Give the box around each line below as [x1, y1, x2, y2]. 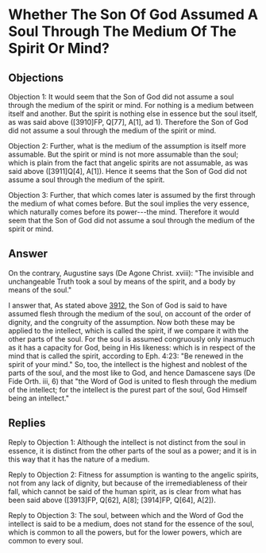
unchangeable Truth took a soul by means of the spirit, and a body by [8, 276, 236, 286]
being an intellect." [8, 393, 70, 403]
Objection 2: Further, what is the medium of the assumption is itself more [8, 141, 246, 150]
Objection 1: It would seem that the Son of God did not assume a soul [8, 92, 234, 101]
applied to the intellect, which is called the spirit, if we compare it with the [8, 326, 249, 335]
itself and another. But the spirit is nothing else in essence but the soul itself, [8, 109, 258, 118]
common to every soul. [8, 536, 83, 545]
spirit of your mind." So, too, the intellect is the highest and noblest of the [8, 359, 248, 369]
